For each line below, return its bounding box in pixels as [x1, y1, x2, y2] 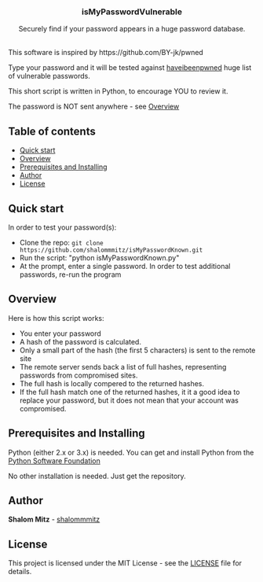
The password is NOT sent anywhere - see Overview [8, 101, 180, 112]
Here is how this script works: [8, 313, 104, 322]
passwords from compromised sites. [19, 370, 138, 380]
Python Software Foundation [8, 455, 100, 466]
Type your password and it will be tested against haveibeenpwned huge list [8, 63, 252, 72]
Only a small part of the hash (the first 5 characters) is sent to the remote [19, 345, 256, 355]
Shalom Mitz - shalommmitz [8, 514, 100, 525]
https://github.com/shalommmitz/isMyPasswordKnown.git [19, 246, 203, 254]
